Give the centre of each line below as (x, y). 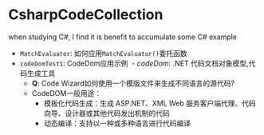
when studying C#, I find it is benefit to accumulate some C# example (123, 37)
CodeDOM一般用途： (67, 93)
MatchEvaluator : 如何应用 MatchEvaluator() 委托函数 (103, 53)
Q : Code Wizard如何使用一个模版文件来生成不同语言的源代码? (133, 83)
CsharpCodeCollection (86, 15)
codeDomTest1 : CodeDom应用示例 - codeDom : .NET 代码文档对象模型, (134, 63)
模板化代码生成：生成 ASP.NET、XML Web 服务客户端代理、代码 (150, 103)
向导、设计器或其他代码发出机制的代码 (106, 113)
